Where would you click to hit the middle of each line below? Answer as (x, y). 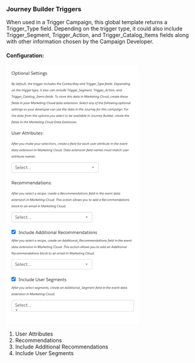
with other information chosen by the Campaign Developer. (80, 42)
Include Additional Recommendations (61, 347)
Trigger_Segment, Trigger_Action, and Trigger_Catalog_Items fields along (97, 35)
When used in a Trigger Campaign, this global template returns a (87, 22)
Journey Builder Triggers (44, 9)
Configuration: (25, 55)
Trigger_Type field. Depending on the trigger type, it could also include (94, 28)
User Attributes (34, 334)
